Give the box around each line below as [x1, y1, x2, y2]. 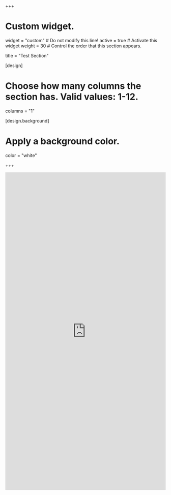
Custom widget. [5, 21, 75, 32]
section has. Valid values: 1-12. [5, 91, 138, 103]
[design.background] [5, 117, 49, 123]
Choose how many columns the [5, 80, 141, 92]
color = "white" [5, 152, 37, 158]
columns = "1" [5, 108, 35, 114]
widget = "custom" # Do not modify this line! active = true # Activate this [5, 37, 158, 43]
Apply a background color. [5, 136, 120, 147]
